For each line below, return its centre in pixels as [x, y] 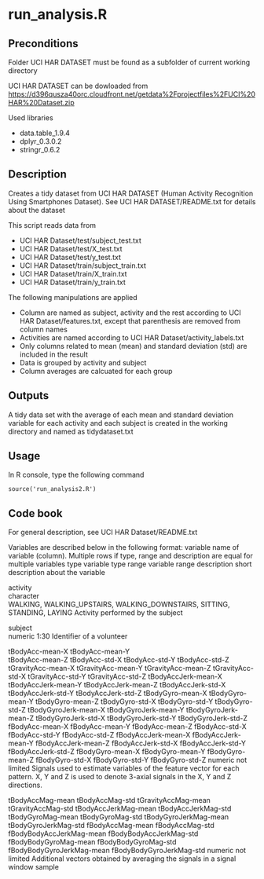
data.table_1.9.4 [45, 133]
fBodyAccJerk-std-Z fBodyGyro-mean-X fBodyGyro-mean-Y [107, 752]
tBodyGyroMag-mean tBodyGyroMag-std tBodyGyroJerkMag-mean [119, 817]
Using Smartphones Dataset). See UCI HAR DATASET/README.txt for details [132, 201]
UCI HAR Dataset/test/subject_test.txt [80, 240]
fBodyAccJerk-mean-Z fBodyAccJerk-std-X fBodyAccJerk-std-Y [140, 743]
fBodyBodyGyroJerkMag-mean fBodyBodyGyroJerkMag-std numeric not [127, 851]
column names [44, 329]
